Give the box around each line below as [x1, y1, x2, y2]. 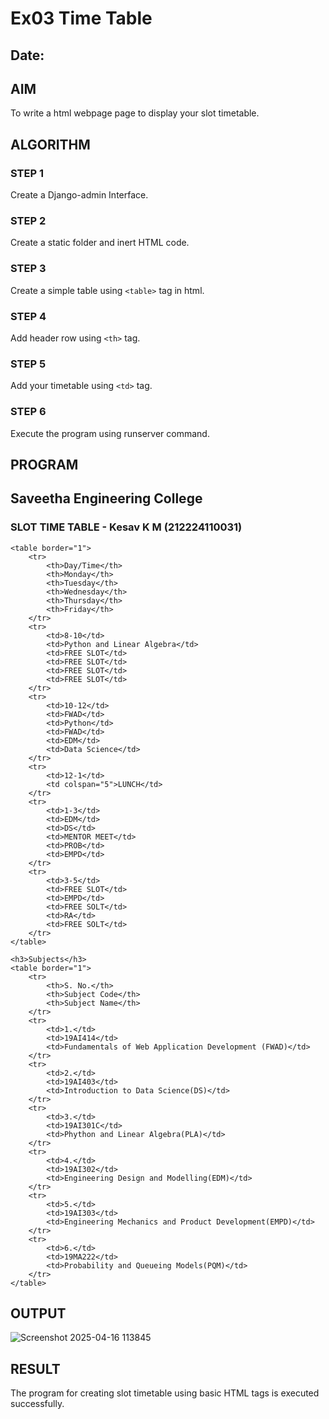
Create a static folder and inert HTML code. [10, 237, 190, 249]
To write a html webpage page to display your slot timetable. [10, 107, 260, 119]
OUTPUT [10, 1305, 67, 1322]
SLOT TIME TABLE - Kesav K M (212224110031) [10, 520, 243, 534]
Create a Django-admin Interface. [10, 189, 149, 201]
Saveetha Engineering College [10, 490, 203, 507]
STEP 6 [10, 405, 47, 419]
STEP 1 [10, 166, 44, 180]
